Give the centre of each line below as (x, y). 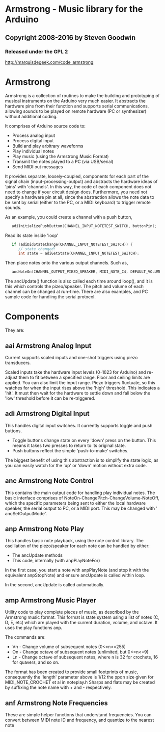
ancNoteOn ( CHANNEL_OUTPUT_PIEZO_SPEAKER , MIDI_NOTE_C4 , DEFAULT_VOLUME (86, 272)
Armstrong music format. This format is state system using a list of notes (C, (82, 617)
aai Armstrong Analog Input (48, 346)
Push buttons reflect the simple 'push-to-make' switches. (70, 450)
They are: (15, 330)
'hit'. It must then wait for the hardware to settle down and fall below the (78, 393)
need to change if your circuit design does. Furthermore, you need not (76, 192)
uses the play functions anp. (34, 628)
